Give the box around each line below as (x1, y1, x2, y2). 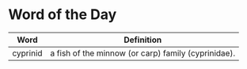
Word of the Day (8, 6, 117, 24)
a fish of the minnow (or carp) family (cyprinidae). (50, 48, 236, 59)
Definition (123, 34, 162, 45)
